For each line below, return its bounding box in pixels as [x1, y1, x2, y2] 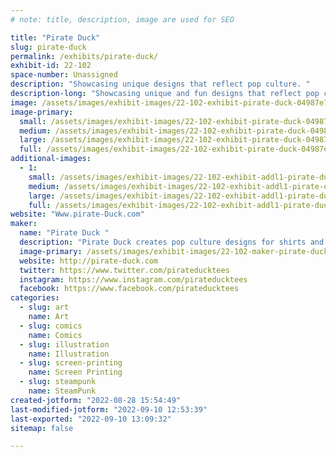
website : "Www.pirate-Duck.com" [10, 209, 145, 220]
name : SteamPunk [28, 386, 97, 396]
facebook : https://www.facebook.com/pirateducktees [19, 284, 240, 294]
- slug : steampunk [19, 377, 97, 387]
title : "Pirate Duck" [10, 32, 101, 43]
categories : [10, 293, 60, 303]
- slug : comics [19, 321, 83, 331]
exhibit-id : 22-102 [10, 61, 92, 71]
